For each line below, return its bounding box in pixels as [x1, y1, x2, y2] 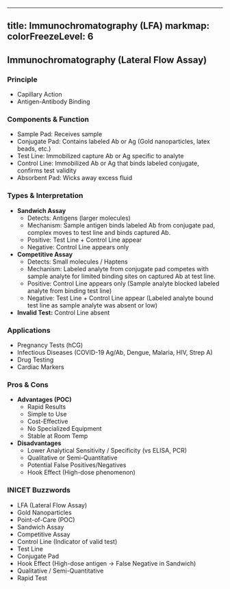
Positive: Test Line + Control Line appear [27, 236, 142, 244]
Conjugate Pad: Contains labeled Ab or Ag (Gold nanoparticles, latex [16, 138, 210, 146]
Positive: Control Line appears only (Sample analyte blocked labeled [27, 279, 220, 288]
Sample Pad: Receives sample [16, 130, 103, 138]
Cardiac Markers [16, 362, 64, 371]
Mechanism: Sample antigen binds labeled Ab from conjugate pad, [27, 221, 216, 229]
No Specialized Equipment [27, 425, 102, 433]
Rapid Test [16, 573, 48, 582]
